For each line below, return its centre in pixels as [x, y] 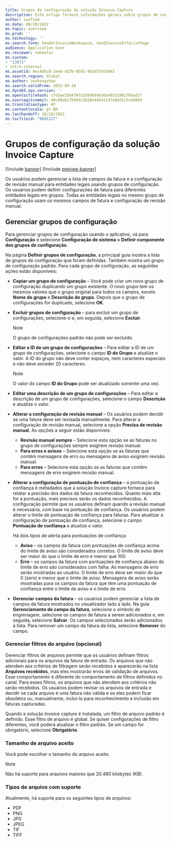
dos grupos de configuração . [37, 245]
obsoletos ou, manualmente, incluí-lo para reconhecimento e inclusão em [82, 698]
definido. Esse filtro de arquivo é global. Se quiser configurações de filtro [82, 719]
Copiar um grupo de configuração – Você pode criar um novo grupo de [88, 281]
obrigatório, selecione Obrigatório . [42, 730]
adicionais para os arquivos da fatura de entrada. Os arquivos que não [79, 660]
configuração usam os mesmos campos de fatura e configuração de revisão [85, 200]
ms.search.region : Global [33, 76]
